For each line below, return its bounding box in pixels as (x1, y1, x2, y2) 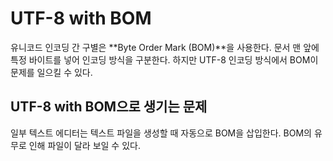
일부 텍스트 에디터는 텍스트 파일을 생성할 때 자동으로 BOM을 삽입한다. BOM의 (10, 127, 312, 139)
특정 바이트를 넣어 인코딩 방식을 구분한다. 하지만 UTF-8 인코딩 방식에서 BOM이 (10, 53, 319, 66)
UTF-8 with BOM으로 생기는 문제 (10, 98, 208, 116)
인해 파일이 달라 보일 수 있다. (28, 139, 141, 151)
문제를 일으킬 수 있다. (10, 66, 93, 78)
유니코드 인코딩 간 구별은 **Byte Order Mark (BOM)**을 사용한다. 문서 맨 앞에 (10, 41, 320, 53)
